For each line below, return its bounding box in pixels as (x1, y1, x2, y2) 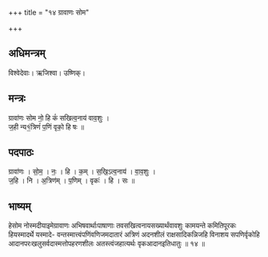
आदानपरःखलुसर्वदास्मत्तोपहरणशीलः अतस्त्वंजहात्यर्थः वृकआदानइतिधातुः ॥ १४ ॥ (8, 239, 206, 248)
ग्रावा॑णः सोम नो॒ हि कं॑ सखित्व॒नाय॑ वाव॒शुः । (8, 113, 110, 122)
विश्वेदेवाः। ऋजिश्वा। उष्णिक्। (8, 68, 86, 78)
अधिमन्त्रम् (8, 46, 46, 60)
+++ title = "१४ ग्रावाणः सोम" (8, 8, 90, 17)
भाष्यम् (8, 199, 31, 213)
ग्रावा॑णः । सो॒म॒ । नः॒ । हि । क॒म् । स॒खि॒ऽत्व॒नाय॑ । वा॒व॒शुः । (8, 167, 156, 176)
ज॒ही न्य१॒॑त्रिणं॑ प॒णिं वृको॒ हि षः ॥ (8, 122, 85, 131)
